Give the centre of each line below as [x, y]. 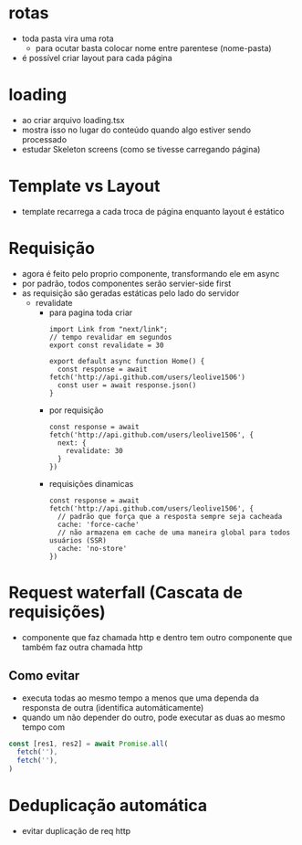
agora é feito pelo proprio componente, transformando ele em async [151, 273]
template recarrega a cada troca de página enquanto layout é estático [153, 211]
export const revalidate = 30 [106, 345]
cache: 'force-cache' [98, 524]
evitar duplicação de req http [76, 830]
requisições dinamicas [91, 483]
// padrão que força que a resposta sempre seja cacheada [170, 516]
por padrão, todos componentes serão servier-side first [126, 283]
